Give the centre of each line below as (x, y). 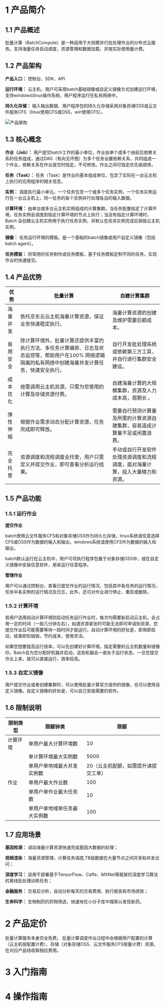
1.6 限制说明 (23, 708)
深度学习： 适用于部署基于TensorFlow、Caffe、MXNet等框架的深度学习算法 (82, 875)
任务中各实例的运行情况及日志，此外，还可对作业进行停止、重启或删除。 (78, 592)
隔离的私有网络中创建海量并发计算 (60, 363)
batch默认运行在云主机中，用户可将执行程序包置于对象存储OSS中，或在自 (80, 559)
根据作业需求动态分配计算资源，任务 (62, 422)
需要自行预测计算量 (135, 411)
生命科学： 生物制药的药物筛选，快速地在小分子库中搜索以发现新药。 (74, 902)
